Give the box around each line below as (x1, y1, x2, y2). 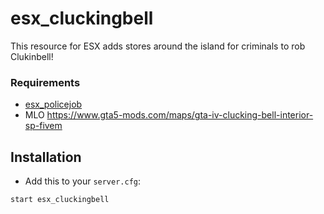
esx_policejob (24, 98, 83, 111)
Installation (10, 148, 82, 166)
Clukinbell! (10, 50, 54, 62)
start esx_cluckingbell (10, 195, 110, 205)
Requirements (10, 75, 81, 89)
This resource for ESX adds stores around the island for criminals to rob (10, 40, 306, 52)
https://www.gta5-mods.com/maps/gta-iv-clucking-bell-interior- (46, 109, 314, 121)
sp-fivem (24, 120, 63, 132)
